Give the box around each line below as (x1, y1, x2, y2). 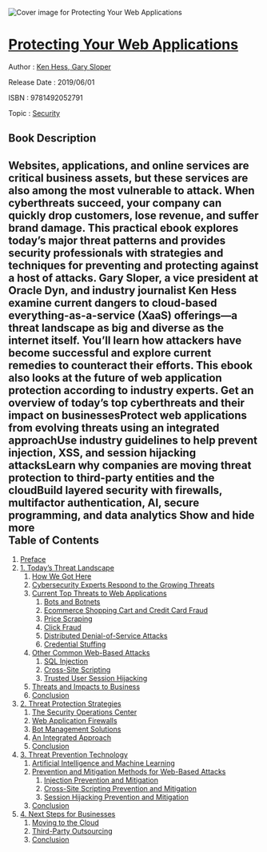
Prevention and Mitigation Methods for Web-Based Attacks (31, 767, 226, 777)
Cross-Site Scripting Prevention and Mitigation (43, 784, 197, 794)
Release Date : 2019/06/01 (8, 77, 95, 87)
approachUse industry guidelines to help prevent (8, 433, 258, 447)
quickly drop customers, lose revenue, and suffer (8, 209, 259, 222)
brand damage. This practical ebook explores (8, 221, 239, 235)
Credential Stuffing (43, 639, 106, 649)
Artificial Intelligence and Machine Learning (31, 758, 176, 768)
